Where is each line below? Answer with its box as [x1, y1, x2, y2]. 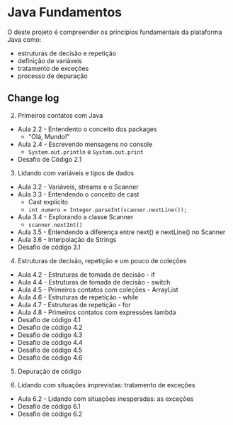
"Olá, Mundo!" [28, 132, 70, 140]
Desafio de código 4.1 [17, 315, 81, 324]
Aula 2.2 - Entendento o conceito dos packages [17, 125, 157, 133]
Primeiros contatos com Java [17, 111, 103, 119]
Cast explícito [28, 197, 69, 206]
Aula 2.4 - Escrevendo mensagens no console [17, 140, 153, 148]
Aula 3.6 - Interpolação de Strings [17, 235, 117, 243]
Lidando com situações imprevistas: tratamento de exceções [17, 380, 196, 389]
